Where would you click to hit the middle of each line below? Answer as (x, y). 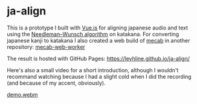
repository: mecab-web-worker (46, 47)
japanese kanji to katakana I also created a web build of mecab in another (98, 40)
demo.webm (22, 94)
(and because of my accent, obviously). (56, 83)
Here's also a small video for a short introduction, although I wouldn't (93, 70)
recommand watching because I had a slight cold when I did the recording (99, 76)
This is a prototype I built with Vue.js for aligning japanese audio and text (98, 28)
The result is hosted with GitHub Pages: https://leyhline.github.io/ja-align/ (98, 58)
